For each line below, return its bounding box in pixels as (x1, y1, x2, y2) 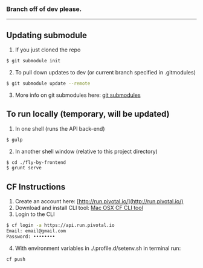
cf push (6, 256, 26, 262)
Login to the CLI (14, 211, 55, 218)
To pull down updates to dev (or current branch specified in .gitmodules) (14, 68, 196, 76)
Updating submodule (6, 30, 88, 41)
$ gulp (6, 137, 23, 143)
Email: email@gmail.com (6, 227, 66, 234)
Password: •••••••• (6, 234, 56, 240)
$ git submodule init (6, 58, 61, 64)
